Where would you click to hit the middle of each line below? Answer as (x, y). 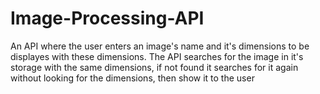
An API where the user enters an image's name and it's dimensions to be (160, 46)
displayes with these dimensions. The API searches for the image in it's (157, 56)
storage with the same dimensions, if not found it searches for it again (154, 67)
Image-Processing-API (107, 18)
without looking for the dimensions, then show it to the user (132, 78)
